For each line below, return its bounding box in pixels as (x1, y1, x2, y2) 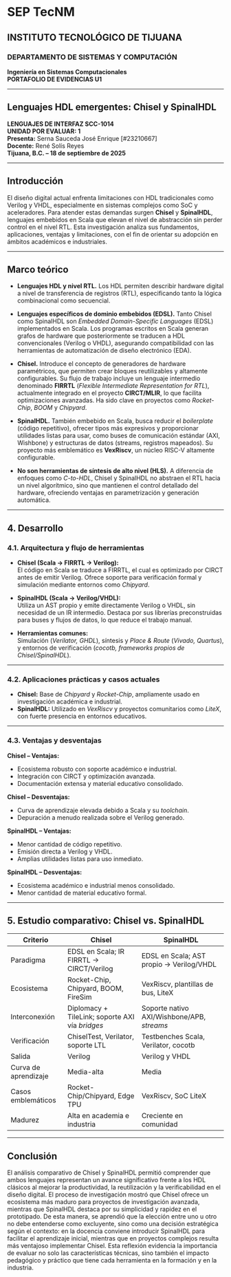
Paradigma (10, 955, 46, 965)
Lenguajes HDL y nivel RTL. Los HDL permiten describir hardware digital (16, 282, 224, 290)
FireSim (67, 992, 92, 1002)
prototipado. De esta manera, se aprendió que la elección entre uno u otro (7, 1212, 217, 1221)
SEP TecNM (7, 4, 76, 20)
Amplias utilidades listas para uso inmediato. (16, 854, 144, 863)
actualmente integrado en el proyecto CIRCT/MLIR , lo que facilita (16, 389, 202, 397)
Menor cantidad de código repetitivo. (16, 840, 122, 848)
